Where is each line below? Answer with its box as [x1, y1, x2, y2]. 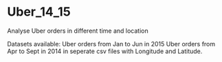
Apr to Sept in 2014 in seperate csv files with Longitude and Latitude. [7, 47, 203, 55]
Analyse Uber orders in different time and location [7, 27, 149, 35]
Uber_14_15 [7, 4, 71, 20]
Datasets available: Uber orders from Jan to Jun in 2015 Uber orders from [7, 40, 216, 48]
